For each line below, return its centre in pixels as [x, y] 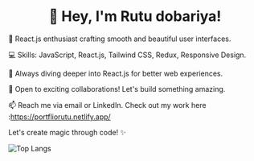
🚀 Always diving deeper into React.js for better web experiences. [116, 73]
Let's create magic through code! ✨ [67, 132]
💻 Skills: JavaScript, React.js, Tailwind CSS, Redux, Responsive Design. [127, 55]
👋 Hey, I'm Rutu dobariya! [135, 17]
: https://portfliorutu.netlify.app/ [59, 117]
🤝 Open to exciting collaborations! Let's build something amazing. [117, 89]
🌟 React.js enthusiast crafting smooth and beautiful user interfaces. [120, 39]
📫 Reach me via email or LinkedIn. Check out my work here [107, 105]
